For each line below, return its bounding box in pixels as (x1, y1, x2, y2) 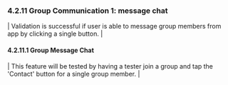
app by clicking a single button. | (7, 29, 103, 38)
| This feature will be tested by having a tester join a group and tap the (7, 61, 214, 70)
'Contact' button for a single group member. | (7, 69, 140, 78)
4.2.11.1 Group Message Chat (7, 46, 95, 54)
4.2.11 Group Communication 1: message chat (7, 6, 168, 16)
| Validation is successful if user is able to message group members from (7, 22, 222, 31)
